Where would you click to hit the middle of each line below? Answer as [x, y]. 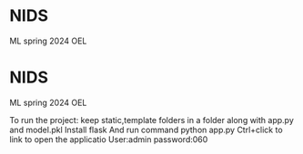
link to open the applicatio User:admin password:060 [109, 139]
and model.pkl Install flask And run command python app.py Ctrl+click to [146, 130]
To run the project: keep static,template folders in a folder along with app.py [151, 120]
